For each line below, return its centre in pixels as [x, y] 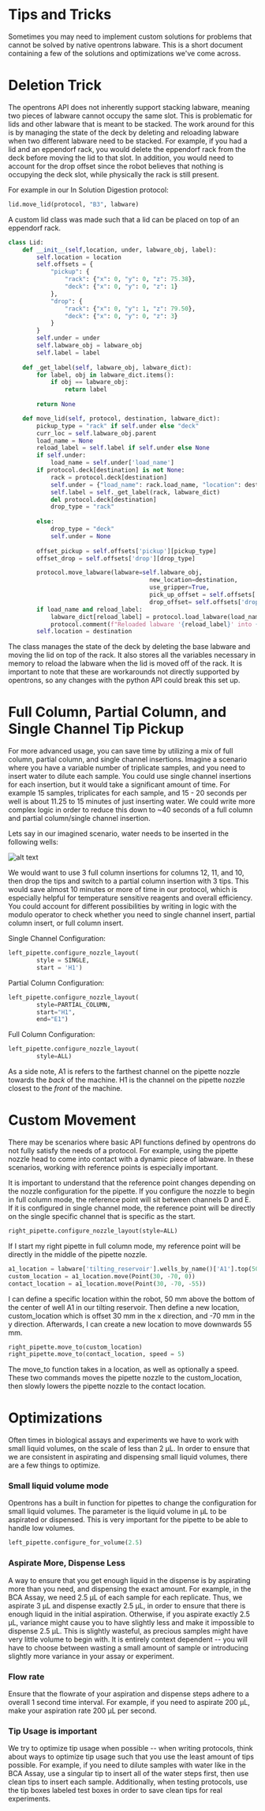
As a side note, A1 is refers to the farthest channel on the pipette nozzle [124, 1072]
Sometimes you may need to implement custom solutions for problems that [130, 36]
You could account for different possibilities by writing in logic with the [123, 906]
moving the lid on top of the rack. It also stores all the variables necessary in [132, 655]
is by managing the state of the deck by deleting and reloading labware [123, 132]
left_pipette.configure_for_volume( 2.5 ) [76, 1543]
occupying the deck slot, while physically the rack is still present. [114, 174]
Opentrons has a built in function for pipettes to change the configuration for [132, 1503]
